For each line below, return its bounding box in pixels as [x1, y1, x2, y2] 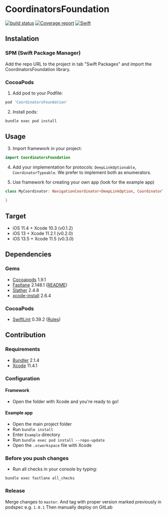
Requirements [5, 346, 40, 353]
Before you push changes [5, 454, 69, 461]
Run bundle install [12, 426, 53, 432]
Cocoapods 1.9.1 [12, 276, 46, 282]
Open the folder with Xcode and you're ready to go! [12, 398, 119, 404]
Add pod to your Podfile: [12, 90, 63, 96]
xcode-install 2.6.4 [12, 292, 51, 298]
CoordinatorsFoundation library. [5, 66, 71, 72]
